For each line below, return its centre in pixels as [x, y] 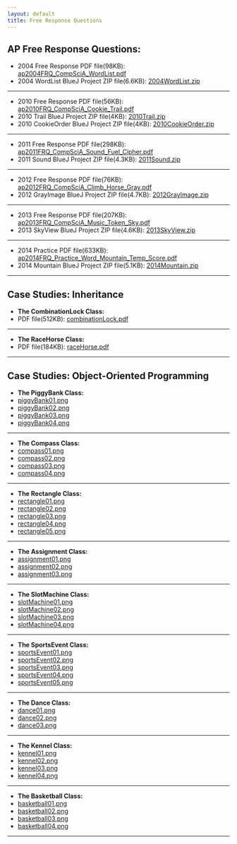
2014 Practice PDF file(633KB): [63, 250]
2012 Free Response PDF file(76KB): [70, 180]
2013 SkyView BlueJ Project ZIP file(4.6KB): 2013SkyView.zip [107, 230]
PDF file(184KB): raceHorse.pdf [63, 347]
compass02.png [41, 458]
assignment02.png [45, 566]
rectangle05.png [42, 531]
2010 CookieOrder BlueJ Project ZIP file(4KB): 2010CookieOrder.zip [116, 124]
